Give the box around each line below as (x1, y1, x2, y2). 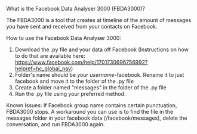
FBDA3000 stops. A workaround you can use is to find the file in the (6, 108, 174, 115)
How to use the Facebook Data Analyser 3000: (6, 35, 121, 41)
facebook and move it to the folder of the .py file (14, 77, 134, 85)
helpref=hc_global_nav (14, 65, 72, 72)
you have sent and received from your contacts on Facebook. (6, 23, 158, 30)
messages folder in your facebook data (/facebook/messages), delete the (6, 114, 187, 121)
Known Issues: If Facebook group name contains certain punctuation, (6, 102, 177, 109)
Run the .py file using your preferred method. (14, 91, 126, 97)
